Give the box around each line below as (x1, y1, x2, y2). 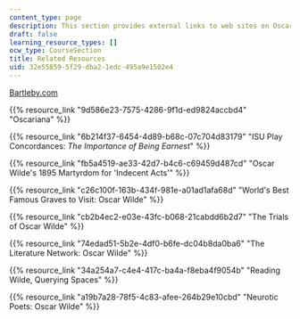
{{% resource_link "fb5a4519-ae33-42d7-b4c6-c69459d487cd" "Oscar (9, 158, 275, 168)
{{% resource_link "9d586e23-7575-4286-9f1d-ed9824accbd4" (9, 104, 247, 115)
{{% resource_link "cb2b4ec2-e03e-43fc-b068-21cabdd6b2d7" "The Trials (9, 211, 288, 222)
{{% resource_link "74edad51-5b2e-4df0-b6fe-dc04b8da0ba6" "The (9, 238, 265, 249)
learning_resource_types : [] (9, 37, 118, 47)
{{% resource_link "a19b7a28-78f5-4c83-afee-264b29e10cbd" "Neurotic (9, 291, 279, 302)
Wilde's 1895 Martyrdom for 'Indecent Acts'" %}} (9, 167, 190, 178)
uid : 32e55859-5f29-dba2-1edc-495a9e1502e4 (9, 63, 174, 72)
